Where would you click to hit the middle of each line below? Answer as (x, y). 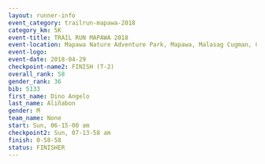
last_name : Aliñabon (42, 103)
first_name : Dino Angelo (49, 96)
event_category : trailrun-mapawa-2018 (72, 23)
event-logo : (28, 52)
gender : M (24, 111)
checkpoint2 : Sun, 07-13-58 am (60, 132)
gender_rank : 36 (35, 81)
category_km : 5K (35, 30)
